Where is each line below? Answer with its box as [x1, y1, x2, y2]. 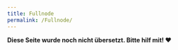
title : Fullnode [7, 10, 54, 17]
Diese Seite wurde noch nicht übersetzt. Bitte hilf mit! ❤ [7, 35, 172, 44]
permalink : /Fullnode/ [7, 17, 73, 24]
